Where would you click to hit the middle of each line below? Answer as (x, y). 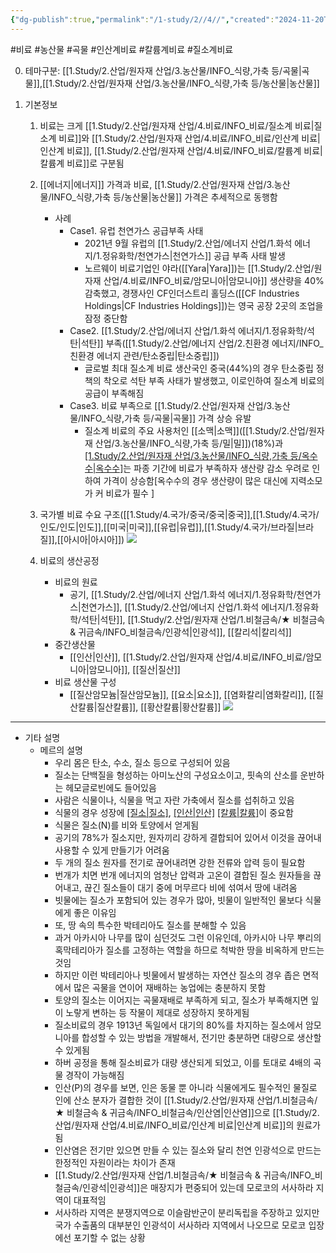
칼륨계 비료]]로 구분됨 (82, 163)
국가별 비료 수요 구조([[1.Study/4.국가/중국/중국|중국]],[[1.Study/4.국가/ (179, 514)
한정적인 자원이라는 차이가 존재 (115, 1162)
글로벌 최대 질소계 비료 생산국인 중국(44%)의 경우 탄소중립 (199, 368)
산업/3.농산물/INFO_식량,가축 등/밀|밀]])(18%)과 (189, 443)
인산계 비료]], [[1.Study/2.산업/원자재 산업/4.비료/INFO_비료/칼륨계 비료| (181, 150)
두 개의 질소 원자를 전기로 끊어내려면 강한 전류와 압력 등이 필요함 (180, 862)
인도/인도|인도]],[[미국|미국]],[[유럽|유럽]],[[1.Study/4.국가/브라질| (168, 527)
